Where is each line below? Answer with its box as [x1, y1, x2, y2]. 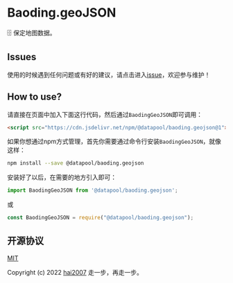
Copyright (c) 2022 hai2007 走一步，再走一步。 [7, 268, 144, 276]
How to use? [7, 91, 62, 103]
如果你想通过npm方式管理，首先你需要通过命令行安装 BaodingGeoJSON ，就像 [7, 137, 222, 146]
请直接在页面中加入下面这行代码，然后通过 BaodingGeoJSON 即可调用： [7, 110, 203, 118]
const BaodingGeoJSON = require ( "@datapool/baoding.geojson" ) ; [7, 214, 194, 221]
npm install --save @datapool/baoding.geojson [7, 160, 144, 167]
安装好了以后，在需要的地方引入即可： [7, 173, 116, 181]
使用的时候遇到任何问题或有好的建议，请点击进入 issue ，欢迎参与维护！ [7, 71, 211, 79]
